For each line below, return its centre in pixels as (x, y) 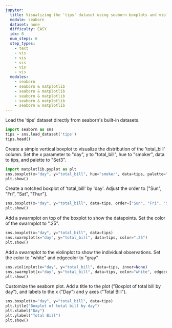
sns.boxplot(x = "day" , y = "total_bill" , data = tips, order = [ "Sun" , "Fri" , (83, 203)
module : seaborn (27, 20)
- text (21, 48)
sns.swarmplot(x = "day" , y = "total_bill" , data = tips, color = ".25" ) (76, 238)
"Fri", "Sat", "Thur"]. (26, 194)
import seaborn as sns (29, 130)
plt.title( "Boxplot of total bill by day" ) (52, 306)
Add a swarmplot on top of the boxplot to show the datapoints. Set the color (85, 218)
